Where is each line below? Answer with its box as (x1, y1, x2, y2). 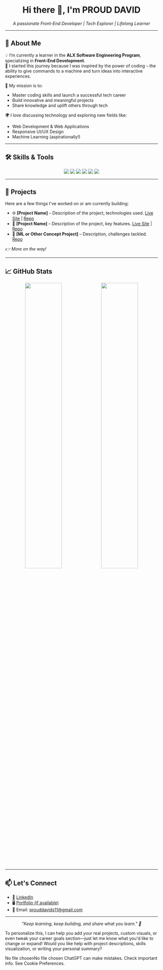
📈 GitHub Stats (5, 267, 52, 275)
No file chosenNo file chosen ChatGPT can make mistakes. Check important (5, 955, 158, 961)
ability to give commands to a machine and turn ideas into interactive (5, 68, 143, 74)
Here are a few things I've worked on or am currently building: (5, 201, 129, 207)
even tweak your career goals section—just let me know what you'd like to (5, 935, 154, 941)
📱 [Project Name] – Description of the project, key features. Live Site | (12, 221, 152, 227)
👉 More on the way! (5, 246, 47, 252)
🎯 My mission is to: (5, 82, 43, 88)
